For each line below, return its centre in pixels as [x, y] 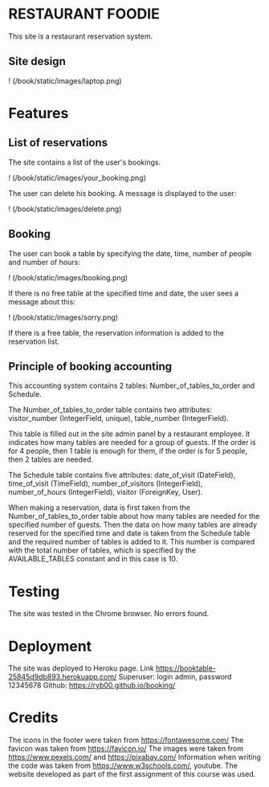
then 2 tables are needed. [51, 459]
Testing [34, 591]
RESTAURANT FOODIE [84, 14]
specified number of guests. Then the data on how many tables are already [133, 525]
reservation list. [34, 341]
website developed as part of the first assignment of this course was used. [132, 774]
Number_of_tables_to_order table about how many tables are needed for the [134, 516]
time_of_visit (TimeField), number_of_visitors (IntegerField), [106, 483]
